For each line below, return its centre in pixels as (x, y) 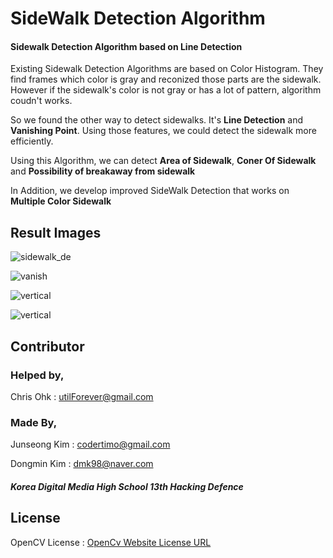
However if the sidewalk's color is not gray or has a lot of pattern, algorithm (166, 90)
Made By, (34, 422)
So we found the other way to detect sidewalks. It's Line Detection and (157, 120)
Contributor (47, 346)
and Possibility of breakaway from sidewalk (103, 171)
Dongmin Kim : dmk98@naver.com (82, 464)
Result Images (56, 232)
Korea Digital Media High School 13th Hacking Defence (127, 486)
